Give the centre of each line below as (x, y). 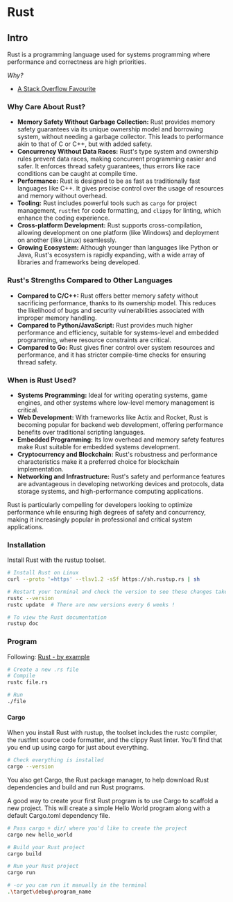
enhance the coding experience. (63, 218)
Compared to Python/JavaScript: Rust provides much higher (105, 325)
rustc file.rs (28, 682)
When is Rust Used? (42, 380)
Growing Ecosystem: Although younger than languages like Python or (118, 248)
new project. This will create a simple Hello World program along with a (109, 808)
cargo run (21, 873)
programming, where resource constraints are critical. (94, 340)
